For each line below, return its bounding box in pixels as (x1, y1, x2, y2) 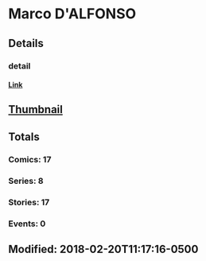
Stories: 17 (8, 197, 50, 208)
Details (8, 37, 44, 50)
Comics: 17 (8, 154, 52, 165)
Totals (8, 130, 40, 143)
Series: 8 (8, 175, 44, 186)
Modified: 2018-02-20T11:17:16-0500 (8, 242, 199, 255)
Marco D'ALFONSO (8, 5, 137, 23)
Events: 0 (8, 218, 46, 229)
